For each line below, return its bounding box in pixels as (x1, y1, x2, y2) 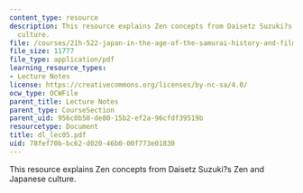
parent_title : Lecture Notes (9, 96, 119, 106)
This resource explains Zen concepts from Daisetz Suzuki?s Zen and (9, 163, 264, 174)
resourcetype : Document (9, 123, 99, 132)
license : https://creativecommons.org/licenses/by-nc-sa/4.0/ (9, 80, 248, 89)
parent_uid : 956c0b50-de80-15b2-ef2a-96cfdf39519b (9, 114, 204, 123)
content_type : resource (9, 13, 99, 23)
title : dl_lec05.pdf (9, 131, 87, 140)
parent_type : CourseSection (9, 106, 115, 115)
